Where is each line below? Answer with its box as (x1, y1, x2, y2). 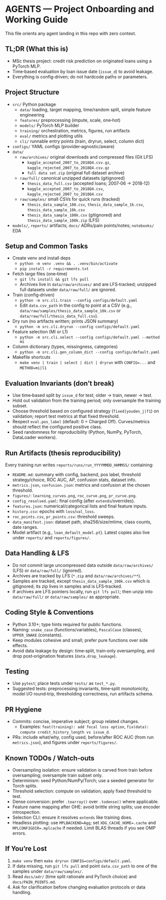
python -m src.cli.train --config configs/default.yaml (19, 298, 138, 303)
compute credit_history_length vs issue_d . (19, 729, 110, 735)
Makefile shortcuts (12, 354, 51, 360)
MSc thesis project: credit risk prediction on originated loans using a (12, 58, 152, 64)
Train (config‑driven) (12, 292, 55, 298)
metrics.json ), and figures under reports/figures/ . (12, 739, 118, 745)
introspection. (12, 809, 41, 815)
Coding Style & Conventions (5, 608, 94, 617)
